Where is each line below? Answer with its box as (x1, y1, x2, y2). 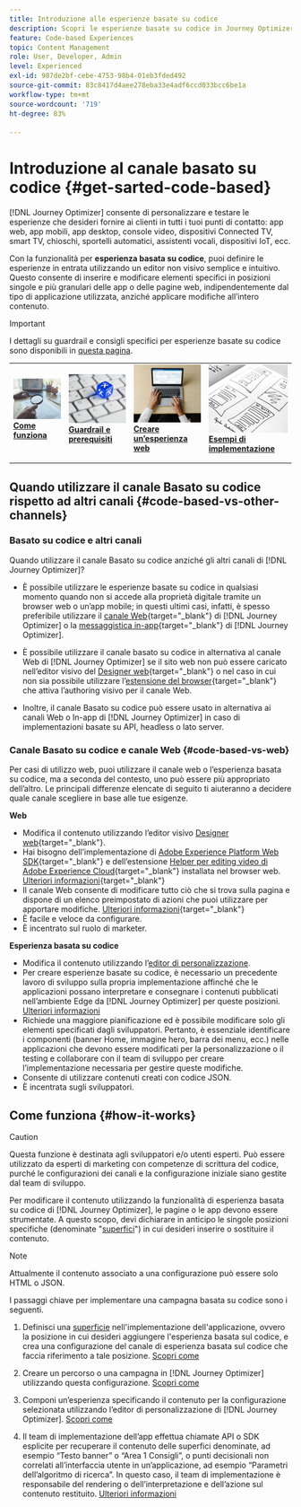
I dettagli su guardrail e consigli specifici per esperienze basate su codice (9, 336, 281, 346)
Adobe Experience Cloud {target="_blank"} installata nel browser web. (21, 866, 281, 877)
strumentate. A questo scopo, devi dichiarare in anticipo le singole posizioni (9, 1213, 289, 1224)
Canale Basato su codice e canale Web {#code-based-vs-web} (9, 743, 289, 756)
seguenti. (9, 1304, 44, 1315)
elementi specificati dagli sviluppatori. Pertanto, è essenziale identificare (21, 1024, 291, 1036)
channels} (9, 507, 68, 522)
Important (9, 319, 46, 329)
